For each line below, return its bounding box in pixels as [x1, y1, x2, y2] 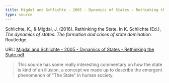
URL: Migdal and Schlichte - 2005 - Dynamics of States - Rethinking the [5, 46, 154, 52]
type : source [5, 12, 33, 17]
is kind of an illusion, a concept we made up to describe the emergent [17, 66, 162, 73]
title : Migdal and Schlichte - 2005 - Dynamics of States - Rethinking [5, 7, 158, 13]
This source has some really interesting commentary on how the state [17, 61, 162, 67]
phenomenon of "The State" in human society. [17, 72, 114, 78]
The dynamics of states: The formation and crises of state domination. [5, 31, 152, 37]
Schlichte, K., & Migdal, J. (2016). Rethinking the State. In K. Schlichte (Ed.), [5, 26, 161, 32]
